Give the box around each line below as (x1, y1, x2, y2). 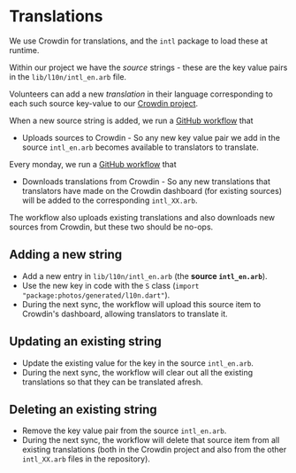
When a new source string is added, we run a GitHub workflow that (9, 115, 254, 126)
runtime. (9, 44, 40, 55)
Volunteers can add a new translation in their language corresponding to (9, 89, 274, 99)
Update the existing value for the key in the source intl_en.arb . (21, 357, 254, 368)
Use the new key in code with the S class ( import (21, 280, 200, 291)
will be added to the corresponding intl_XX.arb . (21, 195, 198, 205)
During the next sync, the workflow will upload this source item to (21, 299, 262, 309)
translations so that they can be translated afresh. (21, 376, 203, 387)
